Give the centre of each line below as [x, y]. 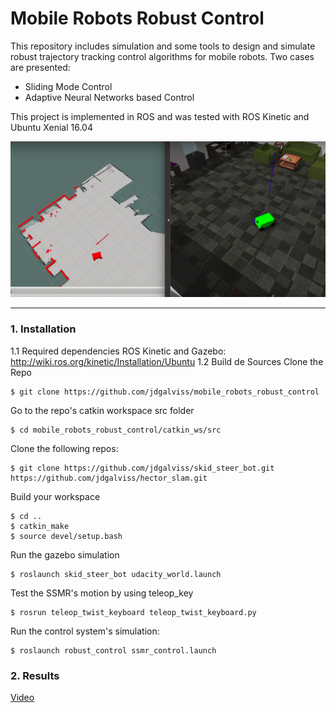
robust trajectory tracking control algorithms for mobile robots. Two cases [162, 56]
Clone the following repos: [64, 448]
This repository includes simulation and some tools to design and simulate [163, 46]
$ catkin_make [40, 526]
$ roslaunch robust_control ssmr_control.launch [113, 650]
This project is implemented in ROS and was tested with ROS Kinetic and [160, 116]
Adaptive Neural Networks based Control [109, 97]
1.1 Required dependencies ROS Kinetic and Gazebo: [118, 351]
